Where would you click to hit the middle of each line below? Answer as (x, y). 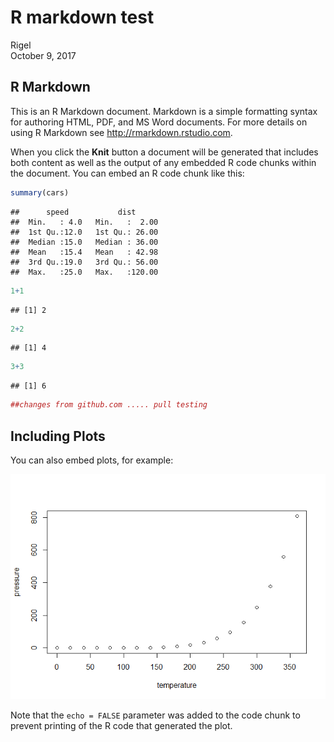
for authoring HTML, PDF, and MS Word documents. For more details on (159, 122)
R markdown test (82, 17)
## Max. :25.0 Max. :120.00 (84, 272)
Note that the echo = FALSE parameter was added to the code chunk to (155, 715)
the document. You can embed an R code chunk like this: (127, 173)
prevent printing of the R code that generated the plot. (121, 725)
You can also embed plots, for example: (92, 460)
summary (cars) (40, 192)
